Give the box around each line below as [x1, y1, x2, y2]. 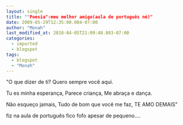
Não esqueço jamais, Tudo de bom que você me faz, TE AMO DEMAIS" [6, 101, 178, 108]
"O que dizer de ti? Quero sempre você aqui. [6, 78, 113, 85]
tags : [6, 52, 19, 58]
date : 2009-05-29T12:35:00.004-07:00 [6, 19, 98, 25]
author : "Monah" [6, 24, 46, 31]
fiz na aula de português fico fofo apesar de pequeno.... [6, 112, 141, 119]
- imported [11, 41, 38, 47]
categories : [6, 35, 35, 41]
